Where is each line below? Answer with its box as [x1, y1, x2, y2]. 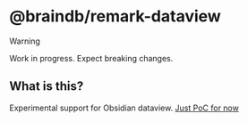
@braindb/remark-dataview [9, 6, 221, 27]
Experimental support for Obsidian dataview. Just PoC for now [9, 102, 239, 113]
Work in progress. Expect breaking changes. [9, 53, 174, 63]
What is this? [9, 78, 84, 94]
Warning [9, 36, 40, 46]
